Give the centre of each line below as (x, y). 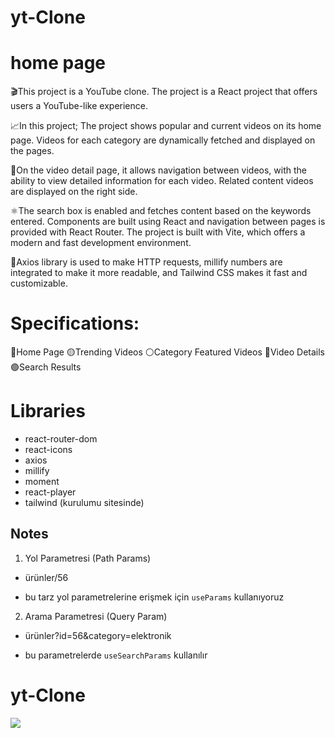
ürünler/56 (46, 577)
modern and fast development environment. (101, 243)
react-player (50, 492)
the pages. (32, 151)
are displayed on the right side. (74, 192)
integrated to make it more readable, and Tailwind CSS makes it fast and (159, 273)
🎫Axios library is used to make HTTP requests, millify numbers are (146, 262)
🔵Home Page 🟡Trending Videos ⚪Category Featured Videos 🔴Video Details (167, 352)
